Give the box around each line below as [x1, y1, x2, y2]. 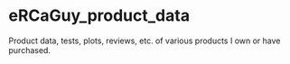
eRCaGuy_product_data [8, 5, 191, 26]
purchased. [8, 44, 51, 55]
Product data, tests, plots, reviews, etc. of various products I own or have [8, 35, 281, 46]
